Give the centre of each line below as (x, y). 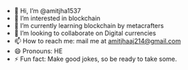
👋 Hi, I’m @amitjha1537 (48, 11)
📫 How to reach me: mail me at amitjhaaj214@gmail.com (97, 41)
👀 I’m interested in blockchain (57, 18)
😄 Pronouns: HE (38, 51)
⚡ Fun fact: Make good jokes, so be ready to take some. (95, 59)
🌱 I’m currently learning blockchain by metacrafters (89, 26)
